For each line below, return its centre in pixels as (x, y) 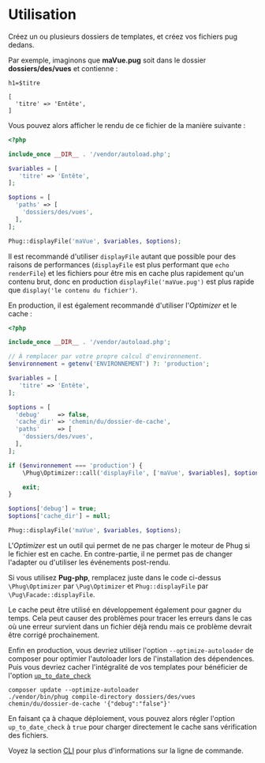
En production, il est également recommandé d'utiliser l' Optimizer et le (123, 305)
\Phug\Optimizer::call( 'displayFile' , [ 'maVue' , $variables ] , (127, 473)
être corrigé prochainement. (54, 635)
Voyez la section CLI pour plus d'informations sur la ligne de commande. (126, 750)
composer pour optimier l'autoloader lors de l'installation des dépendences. (131, 659)
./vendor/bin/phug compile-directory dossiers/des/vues (102, 697)
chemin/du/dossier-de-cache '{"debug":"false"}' (90, 704)
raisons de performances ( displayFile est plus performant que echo (119, 264)
